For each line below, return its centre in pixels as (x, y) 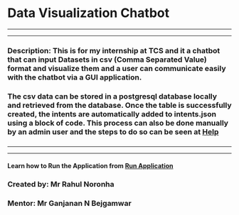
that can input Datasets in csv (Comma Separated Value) (107, 60)
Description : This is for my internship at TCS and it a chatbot (114, 50)
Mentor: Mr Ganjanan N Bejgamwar (69, 204)
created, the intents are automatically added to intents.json (112, 114)
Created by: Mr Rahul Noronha (61, 184)
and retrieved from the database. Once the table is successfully (119, 105)
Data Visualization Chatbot (88, 13)
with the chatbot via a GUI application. (75, 77)
